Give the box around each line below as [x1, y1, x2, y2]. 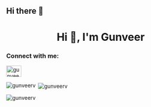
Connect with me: [6, 52, 59, 60]
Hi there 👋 [6, 6, 44, 16]
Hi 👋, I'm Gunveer [56, 30, 145, 44]
